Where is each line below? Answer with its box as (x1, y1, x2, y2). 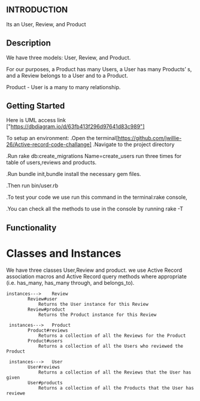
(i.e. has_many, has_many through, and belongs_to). (6, 279, 135, 286)
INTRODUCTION (6, 5, 68, 15)
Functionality (6, 223, 57, 233)
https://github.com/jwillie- (117, 135, 182, 142)
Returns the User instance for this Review (38, 301, 149, 307)
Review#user (28, 296, 58, 302)
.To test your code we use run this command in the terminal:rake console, (6, 194, 187, 201)
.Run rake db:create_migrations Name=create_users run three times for (6, 153, 182, 160)
